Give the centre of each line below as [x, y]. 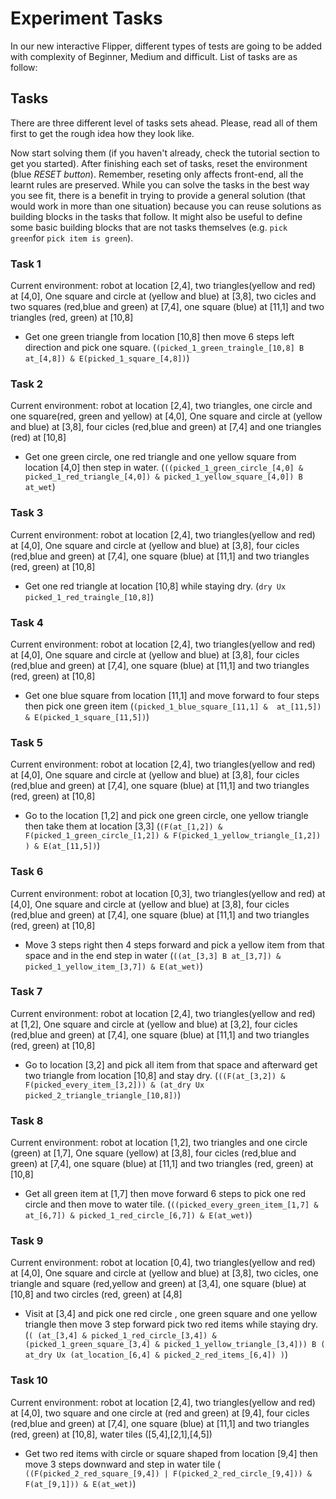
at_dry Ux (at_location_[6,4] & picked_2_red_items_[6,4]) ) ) [156, 1354]
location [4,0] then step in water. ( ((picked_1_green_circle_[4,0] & [164, 468]
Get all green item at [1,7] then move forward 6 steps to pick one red [165, 1194]
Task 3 [27, 513]
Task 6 [27, 872]
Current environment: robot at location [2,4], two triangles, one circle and [161, 406]
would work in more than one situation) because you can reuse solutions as [166, 206]
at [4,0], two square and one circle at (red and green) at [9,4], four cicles [160, 1413]
